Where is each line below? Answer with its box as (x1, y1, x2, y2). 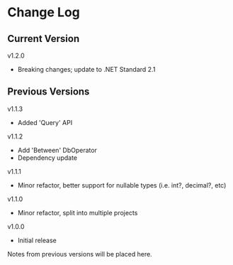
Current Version (7, 33, 80, 45)
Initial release (17, 236, 57, 244)
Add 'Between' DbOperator (17, 146, 98, 154)
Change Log (7, 4, 80, 21)
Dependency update (17, 153, 78, 162)
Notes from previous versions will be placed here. (7, 249, 152, 258)
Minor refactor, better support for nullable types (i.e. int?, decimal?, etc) (17, 180, 227, 189)
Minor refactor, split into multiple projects (17, 208, 138, 217)
